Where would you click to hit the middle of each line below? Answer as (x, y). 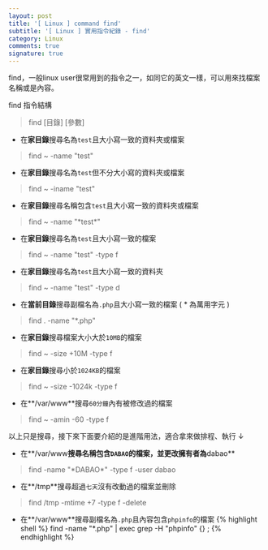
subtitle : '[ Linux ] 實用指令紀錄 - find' (79, 31)
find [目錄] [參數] (56, 122)
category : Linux (36, 39)
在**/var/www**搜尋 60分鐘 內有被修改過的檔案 (96, 403)
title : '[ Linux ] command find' (65, 24)
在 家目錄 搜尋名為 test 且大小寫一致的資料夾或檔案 (102, 140)
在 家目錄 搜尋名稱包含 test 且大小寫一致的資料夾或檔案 (109, 205)
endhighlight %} (47, 537)
